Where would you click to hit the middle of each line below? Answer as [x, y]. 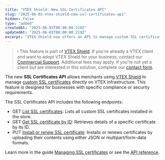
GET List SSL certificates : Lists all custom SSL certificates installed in [82, 111]
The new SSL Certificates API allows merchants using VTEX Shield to [76, 77]
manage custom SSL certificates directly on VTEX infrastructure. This [75, 82]
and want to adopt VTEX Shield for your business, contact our [80, 56]
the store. [22, 116]
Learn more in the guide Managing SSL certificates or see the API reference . [82, 152]
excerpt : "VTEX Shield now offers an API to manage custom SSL [71, 37]
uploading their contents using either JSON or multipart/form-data [79, 137]
